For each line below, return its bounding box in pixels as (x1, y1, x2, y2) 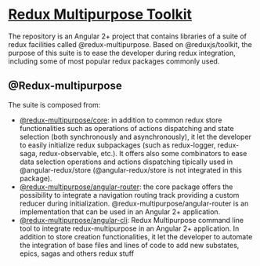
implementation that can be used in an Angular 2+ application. (19, 206, 221, 217)
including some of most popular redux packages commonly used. (8, 56, 220, 66)
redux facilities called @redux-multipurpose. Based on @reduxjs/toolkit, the (8, 39, 252, 49)
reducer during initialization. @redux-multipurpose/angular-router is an (19, 199, 249, 208)
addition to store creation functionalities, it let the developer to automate (19, 231, 253, 241)
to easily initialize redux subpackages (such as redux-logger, (19, 140, 216, 150)
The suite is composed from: (8, 100, 101, 109)
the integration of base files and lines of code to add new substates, (19, 240, 240, 250)
